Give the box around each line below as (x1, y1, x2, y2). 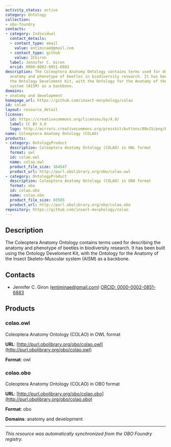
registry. (5, 436, 23, 442)
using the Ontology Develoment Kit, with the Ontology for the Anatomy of (5, 250, 159, 256)
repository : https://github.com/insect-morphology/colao (5, 207, 129, 212)
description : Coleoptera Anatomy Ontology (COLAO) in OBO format (10, 178, 152, 184)
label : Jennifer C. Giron (10, 60, 65, 65)
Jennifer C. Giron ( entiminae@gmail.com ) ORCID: (12, 284, 116, 290)
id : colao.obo (10, 188, 40, 193)
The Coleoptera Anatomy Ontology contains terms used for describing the (5, 240, 161, 246)
